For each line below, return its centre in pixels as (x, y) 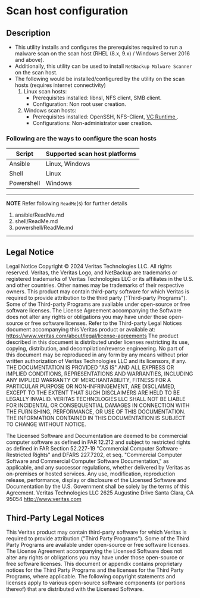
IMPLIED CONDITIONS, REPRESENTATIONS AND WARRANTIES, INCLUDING (100, 374)
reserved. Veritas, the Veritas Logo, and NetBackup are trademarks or (92, 273)
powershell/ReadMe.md (44, 228)
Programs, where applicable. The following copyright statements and (91, 576)
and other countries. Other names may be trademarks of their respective (95, 285)
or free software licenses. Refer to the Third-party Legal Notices (103, 323)
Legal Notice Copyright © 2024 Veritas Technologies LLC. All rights (89, 267)
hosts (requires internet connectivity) (60, 85)
